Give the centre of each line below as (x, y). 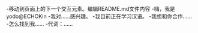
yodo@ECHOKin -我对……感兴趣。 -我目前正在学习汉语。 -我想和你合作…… (99, 16)
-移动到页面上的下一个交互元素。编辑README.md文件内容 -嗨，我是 (91, 9)
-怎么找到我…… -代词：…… (40, 24)
